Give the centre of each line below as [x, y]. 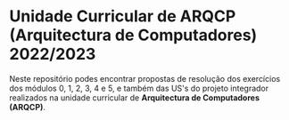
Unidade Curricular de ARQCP [123, 16]
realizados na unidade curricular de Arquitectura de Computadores [135, 97]
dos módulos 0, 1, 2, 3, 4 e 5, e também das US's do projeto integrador [139, 88]
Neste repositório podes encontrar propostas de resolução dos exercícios [145, 78]
